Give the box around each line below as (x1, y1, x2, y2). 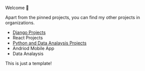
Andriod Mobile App (12, 45, 54, 51)
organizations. (5, 20, 35, 25)
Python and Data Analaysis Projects (12, 40, 87, 46)
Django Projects (12, 29, 46, 35)
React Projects (12, 35, 43, 40)
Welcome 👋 (5, 5, 29, 10)
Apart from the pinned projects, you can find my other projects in (5, 14, 140, 20)
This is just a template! (5, 60, 52, 66)
